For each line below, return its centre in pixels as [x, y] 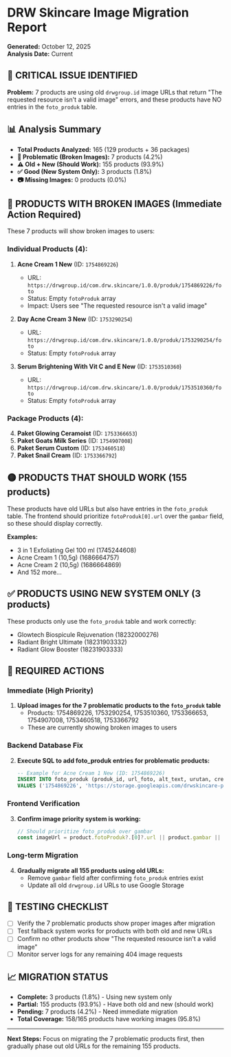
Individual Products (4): [47, 249]
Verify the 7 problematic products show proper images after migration [116, 923]
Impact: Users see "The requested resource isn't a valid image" [117, 306]
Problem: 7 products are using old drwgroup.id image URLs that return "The [114, 92]
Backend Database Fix [45, 745]
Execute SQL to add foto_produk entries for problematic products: [113, 760]
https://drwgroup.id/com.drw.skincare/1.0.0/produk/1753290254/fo [124, 340]
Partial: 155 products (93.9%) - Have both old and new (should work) [115, 1005]
